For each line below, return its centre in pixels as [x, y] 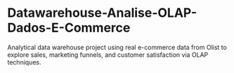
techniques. [24, 62]
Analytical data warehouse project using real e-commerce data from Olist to [117, 47]
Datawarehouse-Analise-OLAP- [102, 13]
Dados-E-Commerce [69, 28]
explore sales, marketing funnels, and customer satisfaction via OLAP [108, 55]
